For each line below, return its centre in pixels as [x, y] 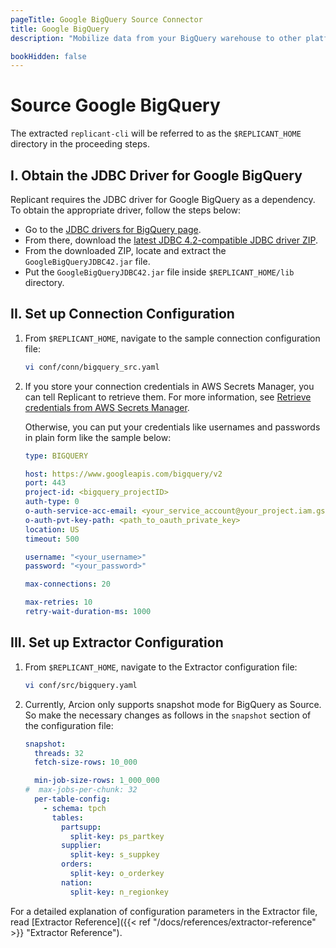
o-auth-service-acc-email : [81, 511]
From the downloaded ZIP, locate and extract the [125, 250]
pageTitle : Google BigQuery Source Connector [106, 19]
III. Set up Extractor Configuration [117, 642]
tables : [67, 817]
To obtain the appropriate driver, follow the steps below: [126, 210]
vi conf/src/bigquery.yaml [81, 685]
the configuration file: [69, 725]
